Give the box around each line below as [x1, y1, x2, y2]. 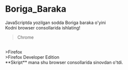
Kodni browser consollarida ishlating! [5, 24, 81, 30]
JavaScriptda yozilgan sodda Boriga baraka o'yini [5, 20, 106, 25]
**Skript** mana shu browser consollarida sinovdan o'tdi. [5, 59, 124, 65]
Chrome [17, 34, 34, 40]
